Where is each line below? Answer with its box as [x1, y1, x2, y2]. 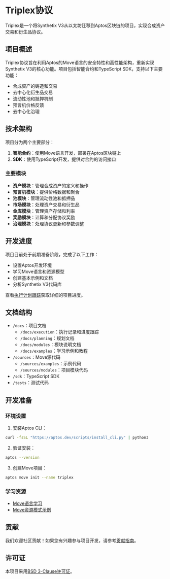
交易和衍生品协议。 [5, 28, 46, 35]
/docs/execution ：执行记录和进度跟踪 [20, 329, 99, 335]
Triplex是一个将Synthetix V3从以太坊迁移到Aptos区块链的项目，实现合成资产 [5, 22, 165, 28]
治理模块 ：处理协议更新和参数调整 [12, 220, 84, 226]
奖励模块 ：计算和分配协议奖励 [12, 214, 75, 220]
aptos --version [5, 455, 40, 460]
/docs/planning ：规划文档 [20, 335, 75, 342]
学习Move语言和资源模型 [12, 268, 65, 275]
